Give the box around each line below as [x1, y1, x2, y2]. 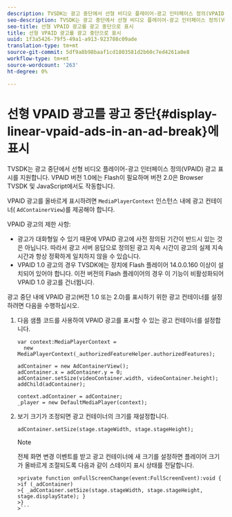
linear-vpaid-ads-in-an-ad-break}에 [7, 123, 219, 139]
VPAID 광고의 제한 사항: [7, 220, 71, 228]
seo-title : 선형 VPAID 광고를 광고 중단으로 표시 [7, 23, 134, 30]
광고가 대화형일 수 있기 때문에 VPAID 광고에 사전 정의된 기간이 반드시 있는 [17, 235, 215, 243]
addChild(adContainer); [17, 381, 86, 388]
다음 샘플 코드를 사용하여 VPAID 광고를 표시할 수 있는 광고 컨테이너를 [17, 316, 203, 325]
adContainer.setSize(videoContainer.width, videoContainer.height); [17, 375, 219, 382]
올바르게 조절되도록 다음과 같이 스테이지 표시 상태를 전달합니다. [24, 461, 195, 469]
